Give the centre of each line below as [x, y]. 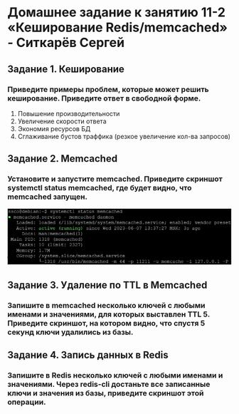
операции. [27, 402]
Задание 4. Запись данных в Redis [88, 355]
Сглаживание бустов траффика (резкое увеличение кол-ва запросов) [124, 136]
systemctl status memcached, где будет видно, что [100, 188]
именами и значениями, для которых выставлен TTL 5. [108, 314]
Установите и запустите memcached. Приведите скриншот [115, 179]
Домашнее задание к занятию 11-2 [117, 12]
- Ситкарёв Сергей [66, 43]
